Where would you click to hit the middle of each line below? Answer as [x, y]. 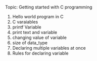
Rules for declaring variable [40, 53]
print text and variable [35, 32]
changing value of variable [39, 37]
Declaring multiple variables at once [49, 48]
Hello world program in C [38, 16]
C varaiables [25, 22]
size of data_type [30, 43]
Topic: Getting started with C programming [49, 7]
